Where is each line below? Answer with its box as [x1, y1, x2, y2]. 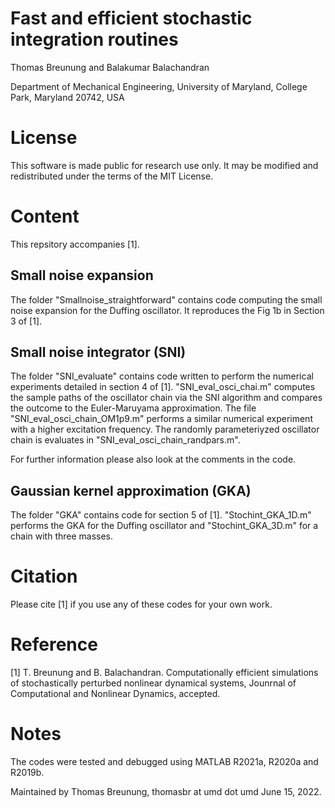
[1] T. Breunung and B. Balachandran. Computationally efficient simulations [10, 667, 319, 679]
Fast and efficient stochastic [10, 7, 253, 30]
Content [10, 205, 80, 228]
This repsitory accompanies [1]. [10, 238, 140, 250]
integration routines [10, 28, 179, 51]
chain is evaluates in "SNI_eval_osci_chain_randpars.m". [10, 434, 241, 446]
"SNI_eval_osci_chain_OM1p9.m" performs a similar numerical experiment [10, 413, 313, 425]
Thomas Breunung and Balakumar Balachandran [10, 61, 210, 73]
